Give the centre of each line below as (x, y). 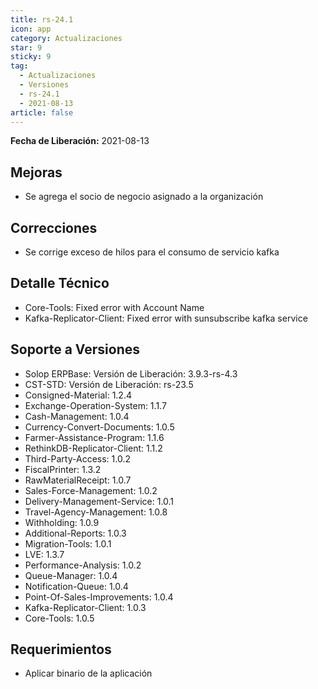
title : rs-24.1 (42, 19)
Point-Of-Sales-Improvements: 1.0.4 (99, 597)
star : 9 (26, 47)
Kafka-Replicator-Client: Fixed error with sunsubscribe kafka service (166, 318)
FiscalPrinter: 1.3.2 (63, 469)
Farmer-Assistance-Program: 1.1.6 (94, 437)
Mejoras (36, 172)
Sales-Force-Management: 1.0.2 (91, 490)
